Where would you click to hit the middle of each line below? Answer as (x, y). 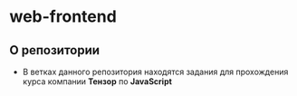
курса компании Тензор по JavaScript (97, 82)
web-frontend (63, 17)
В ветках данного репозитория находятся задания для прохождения (155, 72)
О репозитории (55, 50)
